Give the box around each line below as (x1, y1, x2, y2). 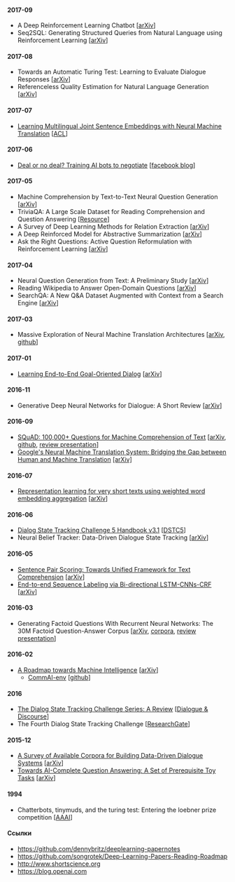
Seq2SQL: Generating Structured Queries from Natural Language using (17, 29, 222, 37)
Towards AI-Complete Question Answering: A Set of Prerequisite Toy (17, 766, 216, 775)
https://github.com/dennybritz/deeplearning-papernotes (17, 844, 180, 853)
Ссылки (7, 829, 32, 838)
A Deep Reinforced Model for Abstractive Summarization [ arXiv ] (17, 230, 203, 239)
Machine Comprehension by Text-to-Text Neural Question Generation (17, 193, 218, 201)
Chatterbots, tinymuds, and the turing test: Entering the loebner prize (17, 806, 217, 814)
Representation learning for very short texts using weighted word (17, 487, 206, 495)
